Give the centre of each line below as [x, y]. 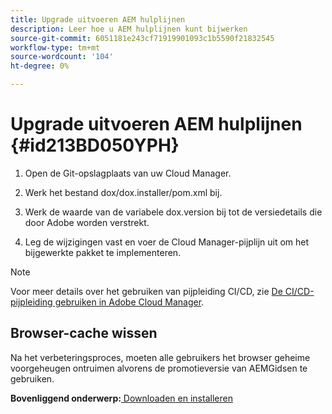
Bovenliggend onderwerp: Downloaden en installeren [121, 398]
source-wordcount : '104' [62, 57]
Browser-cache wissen [84, 333]
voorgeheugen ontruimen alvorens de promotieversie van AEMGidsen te [159, 368]
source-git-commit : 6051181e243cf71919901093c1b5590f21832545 [142, 38]
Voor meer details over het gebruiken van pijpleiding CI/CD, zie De [146, 291]
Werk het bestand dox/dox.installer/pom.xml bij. [123, 192]
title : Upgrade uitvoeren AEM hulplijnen [98, 19]
